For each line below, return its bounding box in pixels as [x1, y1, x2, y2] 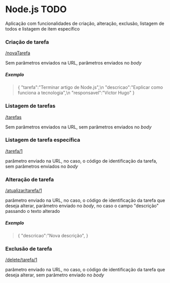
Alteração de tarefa [5, 176, 54, 183]
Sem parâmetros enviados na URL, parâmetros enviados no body [5, 60, 142, 66]
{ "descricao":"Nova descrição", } [17, 233, 88, 239]
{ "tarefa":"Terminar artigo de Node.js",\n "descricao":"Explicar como [17, 84, 163, 90]
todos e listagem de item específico [5, 25, 80, 32]
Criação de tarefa [5, 38, 49, 45]
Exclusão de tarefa [5, 245, 52, 252]
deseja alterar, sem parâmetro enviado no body [5, 272, 105, 278]
